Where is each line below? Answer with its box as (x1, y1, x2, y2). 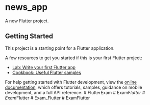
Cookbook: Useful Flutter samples (12, 70, 81, 75)
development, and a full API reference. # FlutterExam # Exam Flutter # (5, 89, 146, 95)
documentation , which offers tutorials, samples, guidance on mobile (5, 84, 142, 90)
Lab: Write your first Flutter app (12, 64, 76, 70)
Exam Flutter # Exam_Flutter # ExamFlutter (5, 95, 90, 101)
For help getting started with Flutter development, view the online (5, 79, 137, 85)
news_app (5, 1, 48, 13)
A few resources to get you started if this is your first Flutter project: (5, 55, 142, 61)
